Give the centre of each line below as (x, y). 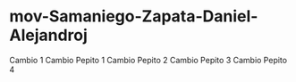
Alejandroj (48, 35)
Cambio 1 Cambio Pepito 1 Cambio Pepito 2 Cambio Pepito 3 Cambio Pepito (148, 60)
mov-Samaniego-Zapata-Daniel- (134, 16)
